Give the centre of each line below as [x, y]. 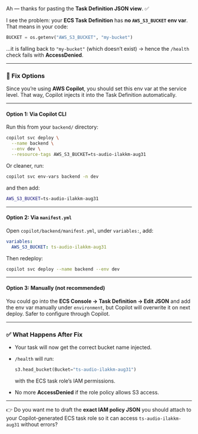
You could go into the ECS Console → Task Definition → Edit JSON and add [98, 301]
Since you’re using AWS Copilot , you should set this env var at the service [96, 89]
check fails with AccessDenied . [45, 55]
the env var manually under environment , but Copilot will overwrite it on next [98, 307]
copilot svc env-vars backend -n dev [52, 177]
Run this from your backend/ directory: [52, 127]
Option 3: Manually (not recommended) [56, 288]
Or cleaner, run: [25, 165]
